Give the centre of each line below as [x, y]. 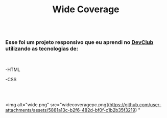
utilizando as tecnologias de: [42, 49]
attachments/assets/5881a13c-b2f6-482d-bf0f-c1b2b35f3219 [70, 110]
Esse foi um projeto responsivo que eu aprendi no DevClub [79, 42]
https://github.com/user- [136, 105]
